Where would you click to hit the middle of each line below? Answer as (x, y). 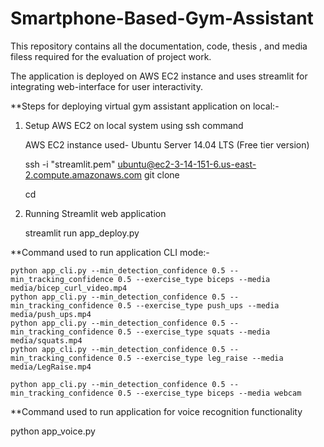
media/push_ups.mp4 (51, 314)
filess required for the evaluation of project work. (111, 56)
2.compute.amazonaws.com (83, 174)
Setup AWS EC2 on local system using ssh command (134, 125)
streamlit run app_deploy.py (82, 233)
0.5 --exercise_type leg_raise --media (200, 358)
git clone (162, 174)
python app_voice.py (53, 431)
